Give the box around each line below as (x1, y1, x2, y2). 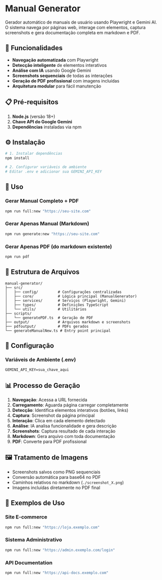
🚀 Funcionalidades (5, 44, 63, 52)
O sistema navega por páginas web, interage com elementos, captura (5, 24, 146, 30)
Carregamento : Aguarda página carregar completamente (12, 402, 129, 408)
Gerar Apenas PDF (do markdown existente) (5, 243, 112, 250)
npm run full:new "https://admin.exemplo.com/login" (5, 548, 115, 552)
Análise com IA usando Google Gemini (12, 67, 91, 73)
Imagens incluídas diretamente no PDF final (12, 485, 101, 491)
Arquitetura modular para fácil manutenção (12, 83, 102, 89)
